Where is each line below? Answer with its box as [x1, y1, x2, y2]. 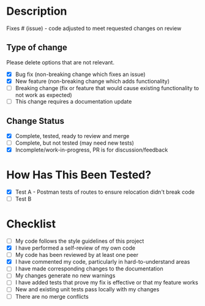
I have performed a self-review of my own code [15, 244, 136, 252]
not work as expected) [15, 91, 72, 99]
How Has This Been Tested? [6, 168, 152, 182]
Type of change [6, 42, 67, 53]
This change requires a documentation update [15, 98, 132, 105]
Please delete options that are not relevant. [6, 58, 115, 66]
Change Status [6, 116, 64, 126]
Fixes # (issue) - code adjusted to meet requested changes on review [6, 25, 182, 32]
